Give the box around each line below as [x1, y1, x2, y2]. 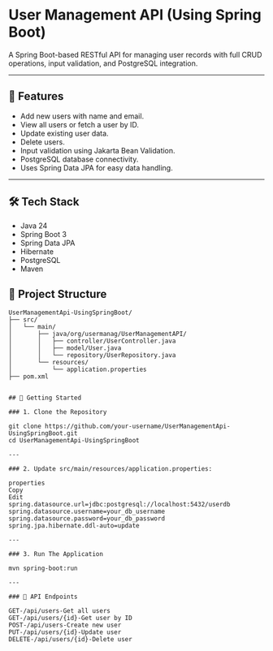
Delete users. [19, 136, 65, 147]
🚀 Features [8, 89, 64, 103]
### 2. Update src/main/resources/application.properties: [8, 465, 213, 473]
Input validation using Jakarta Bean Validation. [19, 145, 176, 155]
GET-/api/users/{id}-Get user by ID [8, 614, 132, 623]
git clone [8, 422, 42, 431]
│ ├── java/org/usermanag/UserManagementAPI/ [8, 330, 187, 338]
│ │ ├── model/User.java [8, 344, 122, 352]
